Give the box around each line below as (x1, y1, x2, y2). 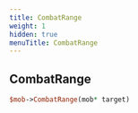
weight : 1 (9, 22, 47, 30)
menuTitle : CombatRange (9, 38, 99, 48)
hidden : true (9, 30, 58, 39)
